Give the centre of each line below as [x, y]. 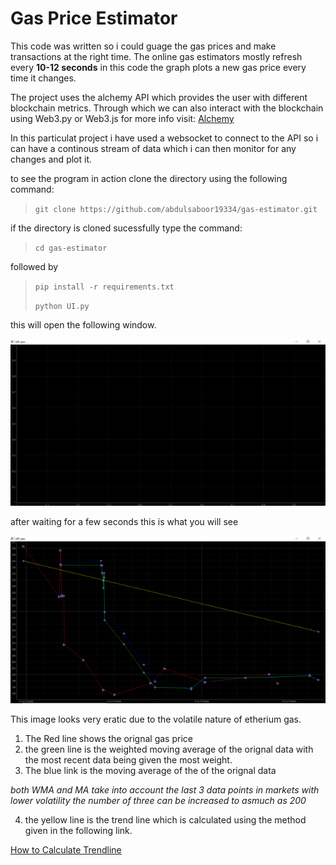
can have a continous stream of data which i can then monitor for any [153, 148]
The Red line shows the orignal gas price [108, 739]
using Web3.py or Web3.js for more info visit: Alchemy [122, 118]
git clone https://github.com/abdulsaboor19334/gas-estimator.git [176, 209]
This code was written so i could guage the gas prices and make [143, 46]
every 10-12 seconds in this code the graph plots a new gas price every [158, 67]
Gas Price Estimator [94, 18]
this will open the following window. [83, 324]
